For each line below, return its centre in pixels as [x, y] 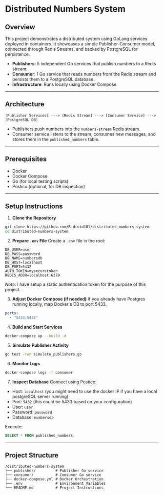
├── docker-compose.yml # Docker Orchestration [54, 479]
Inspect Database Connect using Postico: [54, 382]
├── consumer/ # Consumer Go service [53, 475]
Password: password [32, 412]
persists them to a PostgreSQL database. [53, 79]
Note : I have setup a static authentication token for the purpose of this [76, 284]
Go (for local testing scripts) [40, 181]
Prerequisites [26, 159]
